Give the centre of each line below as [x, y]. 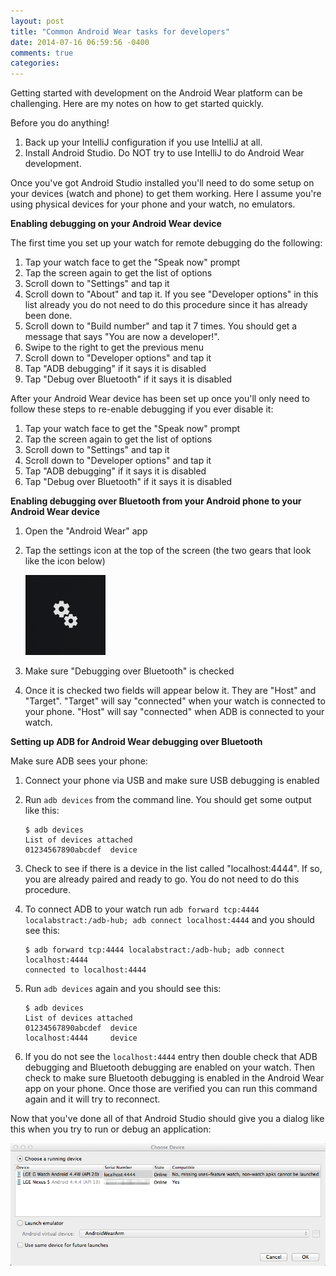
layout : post [37, 21]
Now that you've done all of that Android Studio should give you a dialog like [167, 1119]
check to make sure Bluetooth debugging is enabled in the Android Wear [174, 1078]
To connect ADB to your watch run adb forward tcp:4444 [142, 909]
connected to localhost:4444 [85, 970]
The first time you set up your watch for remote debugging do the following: [166, 243]
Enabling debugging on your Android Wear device [116, 224]
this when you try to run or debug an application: [111, 1129]
